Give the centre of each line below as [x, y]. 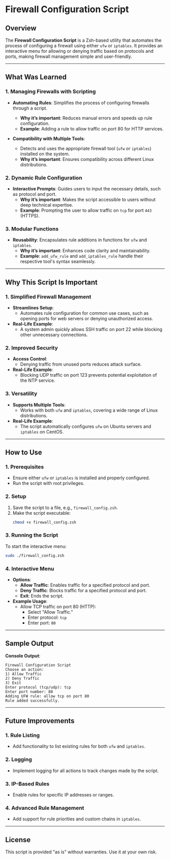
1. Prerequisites [25, 467]
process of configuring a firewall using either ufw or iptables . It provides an [84, 46]
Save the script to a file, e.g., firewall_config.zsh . [65, 507]
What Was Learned [36, 77]
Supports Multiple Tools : [39, 405]
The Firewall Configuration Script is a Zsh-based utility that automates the [83, 40]
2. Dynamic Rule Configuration [44, 178]
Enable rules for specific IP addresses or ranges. [63, 795]
